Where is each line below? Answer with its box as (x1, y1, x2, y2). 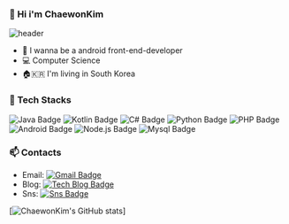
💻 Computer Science (21, 55, 101, 66)
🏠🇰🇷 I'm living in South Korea (21, 68, 135, 79)
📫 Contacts (9, 146, 62, 158)
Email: (21, 169, 45, 180)
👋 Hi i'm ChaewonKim (9, 8, 104, 20)
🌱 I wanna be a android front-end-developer (21, 45, 183, 56)
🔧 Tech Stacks (9, 94, 72, 106)
